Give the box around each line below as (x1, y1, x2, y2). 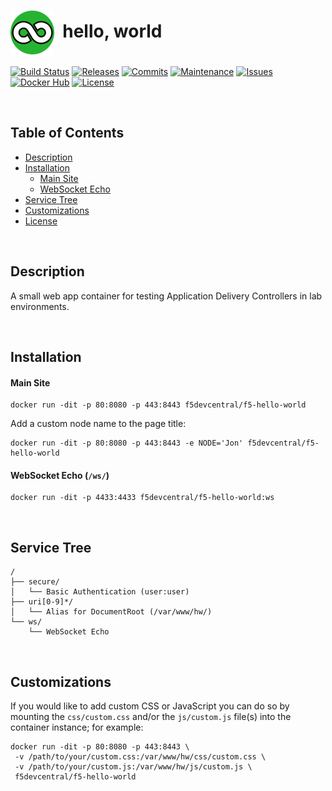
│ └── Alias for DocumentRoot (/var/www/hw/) (10, 607, 213, 617)
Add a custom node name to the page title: (10, 418, 187, 430)
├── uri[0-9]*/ (10, 597, 74, 607)
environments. (10, 300, 70, 312)
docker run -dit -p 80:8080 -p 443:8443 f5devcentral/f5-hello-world (10, 400, 307, 410)
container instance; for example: (10, 721, 144, 733)
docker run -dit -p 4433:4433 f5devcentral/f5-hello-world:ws (10, 493, 275, 503)
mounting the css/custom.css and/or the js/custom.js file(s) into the (10, 710, 292, 722)
